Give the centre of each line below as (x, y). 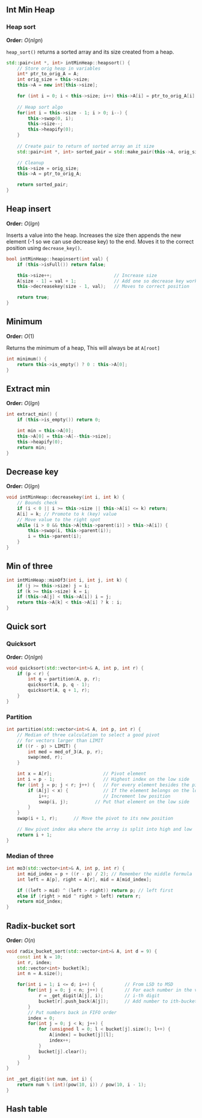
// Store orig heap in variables (59, 69)
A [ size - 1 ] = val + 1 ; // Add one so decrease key (101, 281)
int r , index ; (35, 962)
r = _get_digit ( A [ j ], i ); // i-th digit (99, 996)
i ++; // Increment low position (104, 796)
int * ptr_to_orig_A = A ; (48, 74)
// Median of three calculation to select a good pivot (89, 735)
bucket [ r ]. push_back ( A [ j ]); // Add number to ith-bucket (118, 1001)
